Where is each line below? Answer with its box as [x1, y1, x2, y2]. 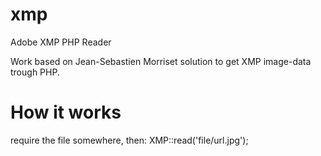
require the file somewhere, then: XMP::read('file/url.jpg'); [10, 134, 249, 146]
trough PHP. [10, 66, 60, 78]
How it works [10, 101, 122, 124]
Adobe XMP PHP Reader [10, 36, 112, 48]
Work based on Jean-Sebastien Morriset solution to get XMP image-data [10, 55, 312, 67]
